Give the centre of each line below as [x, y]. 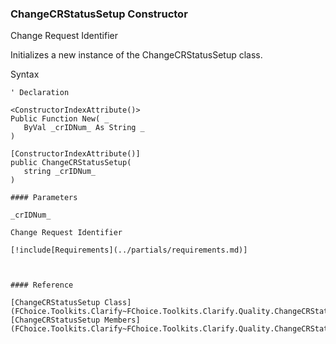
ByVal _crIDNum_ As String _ [84, 128]
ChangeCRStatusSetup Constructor [99, 14]
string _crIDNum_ [60, 172]
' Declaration [40, 93]
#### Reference [42, 285]
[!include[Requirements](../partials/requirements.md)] [129, 250]
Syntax [25, 74]
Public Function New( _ [60, 119]
